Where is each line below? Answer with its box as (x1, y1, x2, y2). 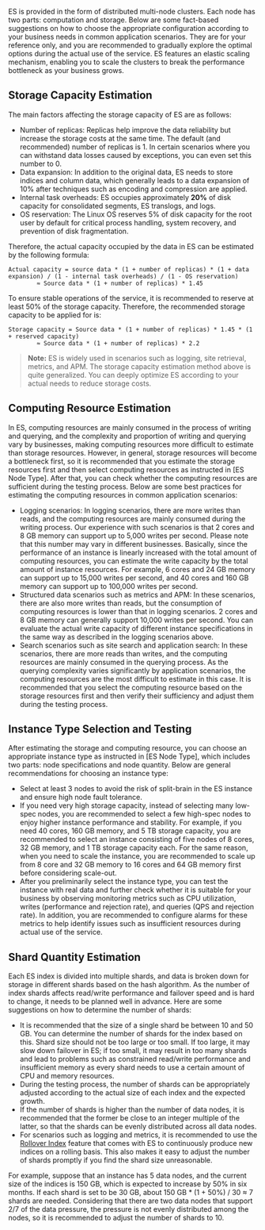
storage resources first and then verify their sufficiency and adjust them (19, 690, 255, 701)
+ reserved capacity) (8, 332, 80, 340)
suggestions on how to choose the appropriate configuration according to (8, 24, 249, 33)
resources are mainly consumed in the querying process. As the (19, 657, 229, 667)
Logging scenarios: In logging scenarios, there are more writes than (19, 505, 241, 515)
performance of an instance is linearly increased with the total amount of (19, 548, 257, 557)
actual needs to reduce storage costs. (27, 379, 152, 388)
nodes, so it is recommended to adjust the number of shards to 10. (8, 1213, 225, 1223)
